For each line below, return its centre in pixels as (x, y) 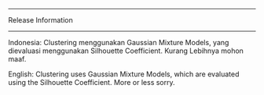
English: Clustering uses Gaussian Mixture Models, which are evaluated (124, 74)
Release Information (40, 20)
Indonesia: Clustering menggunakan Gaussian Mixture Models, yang (119, 42)
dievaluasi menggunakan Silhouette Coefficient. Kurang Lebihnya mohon (126, 51)
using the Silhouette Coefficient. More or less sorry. (92, 82)
